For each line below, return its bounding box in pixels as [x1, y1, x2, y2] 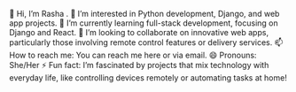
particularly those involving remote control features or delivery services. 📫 [9, 37, 284, 48]
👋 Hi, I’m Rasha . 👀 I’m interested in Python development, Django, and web [9, 9, 280, 19]
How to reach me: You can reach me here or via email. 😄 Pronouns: [9, 50, 257, 60]
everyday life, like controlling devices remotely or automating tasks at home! [9, 73, 288, 83]
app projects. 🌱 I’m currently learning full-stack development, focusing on [9, 18, 279, 28]
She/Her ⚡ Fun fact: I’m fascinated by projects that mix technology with [9, 60, 269, 70]
